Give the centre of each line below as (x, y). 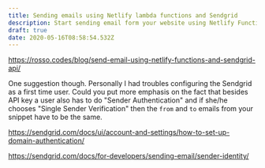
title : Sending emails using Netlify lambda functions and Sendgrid (123, 15)
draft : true (28, 30)
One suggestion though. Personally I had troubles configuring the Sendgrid (130, 84)
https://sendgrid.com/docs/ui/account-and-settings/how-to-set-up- (119, 133)
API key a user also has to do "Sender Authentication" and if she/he (118, 100)
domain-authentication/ (47, 141)
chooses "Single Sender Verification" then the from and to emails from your (131, 109)
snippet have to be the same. (55, 117)
